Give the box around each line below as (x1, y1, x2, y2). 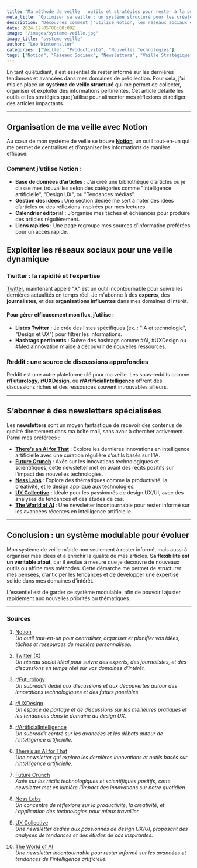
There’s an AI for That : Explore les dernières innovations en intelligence (15, 445, 190, 452)
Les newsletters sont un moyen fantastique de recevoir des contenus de (6, 421, 182, 429)
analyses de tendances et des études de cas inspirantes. (15, 832, 154, 839)
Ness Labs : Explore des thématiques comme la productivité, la (15, 476, 168, 483)
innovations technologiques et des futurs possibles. (15, 688, 140, 695)
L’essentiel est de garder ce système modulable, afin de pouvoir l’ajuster (6, 588, 181, 596)
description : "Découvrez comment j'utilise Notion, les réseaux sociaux (6, 19, 188, 25)
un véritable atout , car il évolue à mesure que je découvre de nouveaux (6, 559, 180, 566)
